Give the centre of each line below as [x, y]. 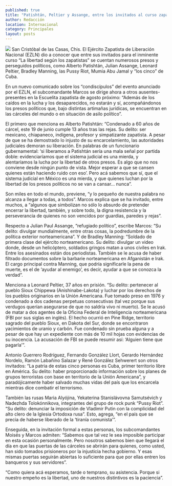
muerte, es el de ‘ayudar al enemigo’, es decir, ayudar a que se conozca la [83, 269]
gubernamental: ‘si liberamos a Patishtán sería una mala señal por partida [83, 151]
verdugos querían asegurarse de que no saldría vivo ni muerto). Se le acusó [85, 307]
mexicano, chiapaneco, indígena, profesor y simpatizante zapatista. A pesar [85, 135]
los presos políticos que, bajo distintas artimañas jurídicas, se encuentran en [86, 108]
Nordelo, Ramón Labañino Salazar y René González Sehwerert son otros [82, 360]
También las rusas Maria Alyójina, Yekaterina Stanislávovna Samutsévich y [84, 398]
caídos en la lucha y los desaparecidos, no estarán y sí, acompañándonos [83, 103]
